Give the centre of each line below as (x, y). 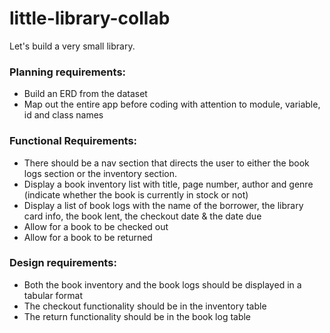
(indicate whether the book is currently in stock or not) (136, 194)
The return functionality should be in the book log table (137, 316)
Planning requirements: (68, 72)
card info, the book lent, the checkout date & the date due (142, 216)
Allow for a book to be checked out (96, 226)
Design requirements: (63, 263)
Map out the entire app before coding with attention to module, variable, (172, 104)
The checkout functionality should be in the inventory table (145, 306)
